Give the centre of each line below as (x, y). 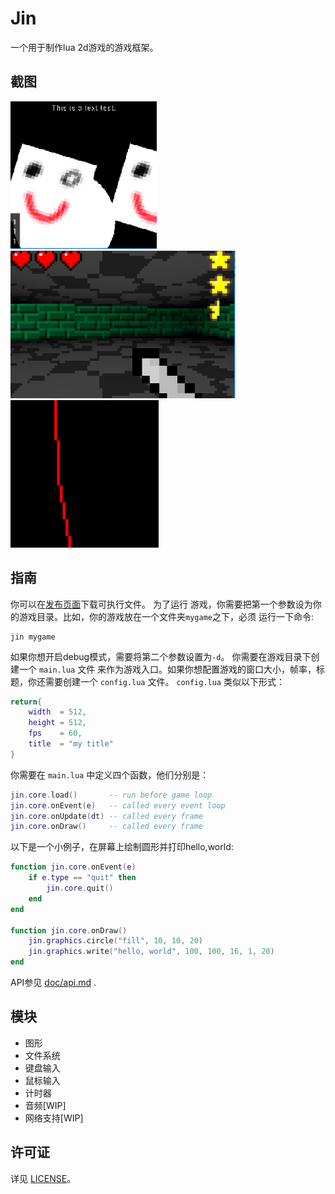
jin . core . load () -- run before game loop (111, 795)
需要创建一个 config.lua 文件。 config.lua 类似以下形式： (164, 681)
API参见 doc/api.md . (53, 983)
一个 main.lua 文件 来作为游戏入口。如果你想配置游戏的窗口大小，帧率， (167, 669)
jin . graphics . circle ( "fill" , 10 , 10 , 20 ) (116, 941)
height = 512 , (57, 723)
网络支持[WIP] (54, 1118)
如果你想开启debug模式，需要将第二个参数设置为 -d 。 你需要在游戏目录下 (161, 656)
